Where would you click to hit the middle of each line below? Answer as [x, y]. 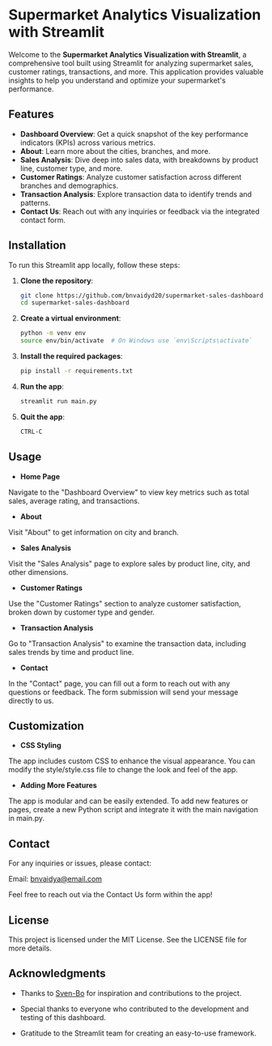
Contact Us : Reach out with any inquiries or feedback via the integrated [140, 211]
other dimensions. [38, 572]
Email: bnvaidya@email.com [55, 879]
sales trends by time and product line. [71, 652]
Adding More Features [58, 785]
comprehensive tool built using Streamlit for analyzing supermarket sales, [131, 63]
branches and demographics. [69, 185]
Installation [37, 246]
